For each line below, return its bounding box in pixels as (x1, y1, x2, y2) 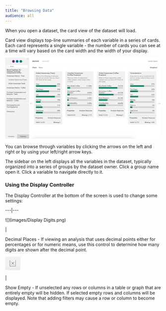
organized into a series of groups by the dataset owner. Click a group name (5, 164, 159, 170)
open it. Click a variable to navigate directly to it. (5, 169, 104, 175)
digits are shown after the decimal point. (5, 247, 88, 253)
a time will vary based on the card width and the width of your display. (5, 48, 149, 54)
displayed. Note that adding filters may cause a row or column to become (5, 295, 155, 301)
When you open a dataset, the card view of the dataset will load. (5, 27, 137, 33)
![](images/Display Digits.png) (5, 217, 66, 223)
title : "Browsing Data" (5, 8, 55, 13)
